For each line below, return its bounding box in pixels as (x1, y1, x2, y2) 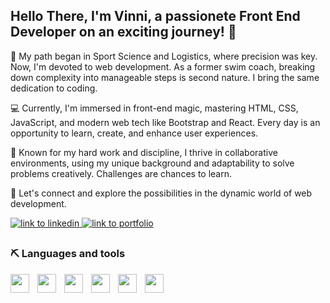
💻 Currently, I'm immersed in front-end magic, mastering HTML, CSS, (10, 102, 299, 114)
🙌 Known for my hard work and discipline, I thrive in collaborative (10, 146, 278, 158)
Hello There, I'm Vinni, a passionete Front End (10, 8, 301, 25)
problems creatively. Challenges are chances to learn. (10, 167, 232, 179)
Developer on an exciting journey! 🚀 (10, 24, 237, 41)
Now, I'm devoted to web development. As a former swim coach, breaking (10, 60, 316, 73)
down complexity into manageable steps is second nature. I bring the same (10, 71, 320, 83)
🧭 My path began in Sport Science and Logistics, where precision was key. (10, 50, 318, 62)
